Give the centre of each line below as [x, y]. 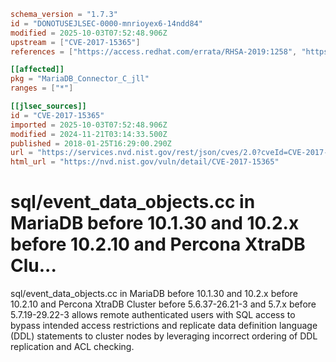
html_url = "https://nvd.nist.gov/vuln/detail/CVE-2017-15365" [145, 162]
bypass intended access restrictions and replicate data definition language [164, 326]
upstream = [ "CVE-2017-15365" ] [75, 42]
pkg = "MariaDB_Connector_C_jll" [80, 79]
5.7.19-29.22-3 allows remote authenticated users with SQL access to [153, 315]
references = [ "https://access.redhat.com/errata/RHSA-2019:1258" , [154, 51]
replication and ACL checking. [72, 347]
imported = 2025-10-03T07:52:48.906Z [89, 125]
